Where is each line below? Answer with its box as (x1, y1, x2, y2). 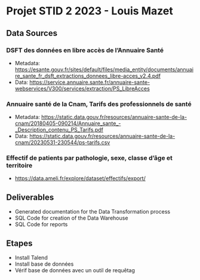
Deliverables (6, 192, 54, 202)
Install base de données (14, 260, 74, 267)
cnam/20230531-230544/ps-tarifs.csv (14, 139, 110, 146)
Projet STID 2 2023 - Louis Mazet (6, 4, 173, 18)
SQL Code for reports (14, 221, 68, 228)
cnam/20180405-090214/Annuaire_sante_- (14, 120, 121, 127)
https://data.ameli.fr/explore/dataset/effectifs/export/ (14, 175, 146, 182)
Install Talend (14, 254, 48, 261)
